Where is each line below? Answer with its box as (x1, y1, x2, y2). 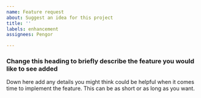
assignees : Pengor (6, 32, 53, 38)
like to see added (6, 65, 58, 73)
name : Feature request (6, 9, 64, 15)
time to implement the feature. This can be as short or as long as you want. (6, 85, 196, 92)
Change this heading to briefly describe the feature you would (6, 57, 194, 66)
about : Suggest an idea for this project (6, 15, 114, 21)
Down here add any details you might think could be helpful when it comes (6, 79, 194, 86)
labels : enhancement (6, 26, 59, 32)
